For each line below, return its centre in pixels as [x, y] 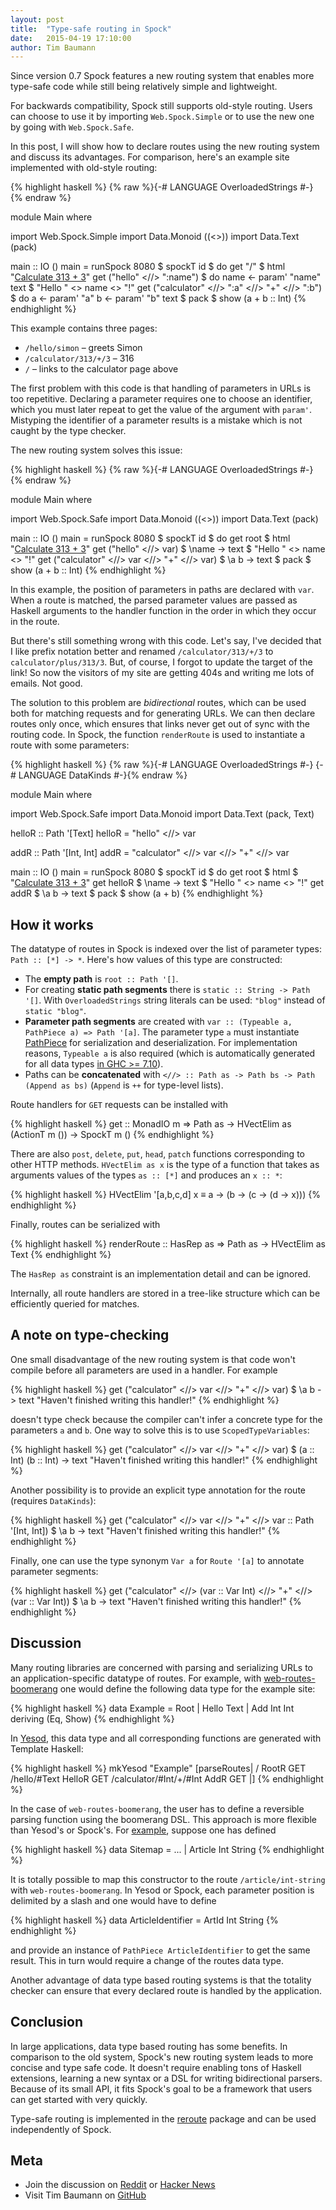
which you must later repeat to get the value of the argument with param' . [161, 410]
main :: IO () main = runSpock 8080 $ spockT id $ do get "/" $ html [148, 267]
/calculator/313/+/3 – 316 [79, 358]
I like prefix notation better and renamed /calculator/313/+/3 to [142, 652]
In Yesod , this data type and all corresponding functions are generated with [166, 1738]
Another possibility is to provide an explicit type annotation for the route [158, 1490]
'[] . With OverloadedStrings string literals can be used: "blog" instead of [175, 1000]
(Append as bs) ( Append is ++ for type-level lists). [124, 1085]
